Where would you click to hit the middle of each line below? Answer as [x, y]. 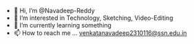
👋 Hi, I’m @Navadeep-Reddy [54, 11]
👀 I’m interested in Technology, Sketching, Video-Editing [93, 18]
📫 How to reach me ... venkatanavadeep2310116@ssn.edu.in [100, 33]
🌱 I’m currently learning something [63, 25]
